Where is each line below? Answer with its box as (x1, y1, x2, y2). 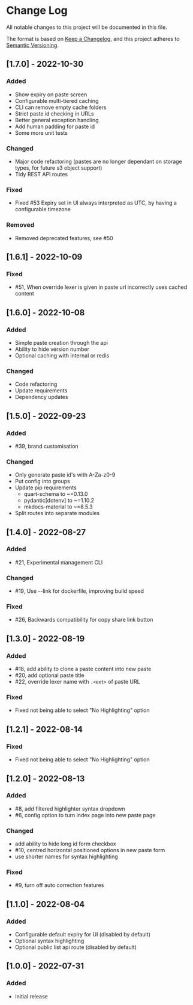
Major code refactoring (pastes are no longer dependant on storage (14, 158, 183, 165)
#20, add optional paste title (14, 672, 85, 679)
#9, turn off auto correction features (14, 882, 104, 889)
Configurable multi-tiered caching (14, 97, 99, 104)
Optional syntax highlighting (14, 937, 85, 945)
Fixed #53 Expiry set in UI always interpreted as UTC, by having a (14, 199, 177, 206)
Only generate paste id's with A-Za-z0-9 (14, 471, 116, 478)
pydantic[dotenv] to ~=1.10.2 (23, 497, 95, 504)
